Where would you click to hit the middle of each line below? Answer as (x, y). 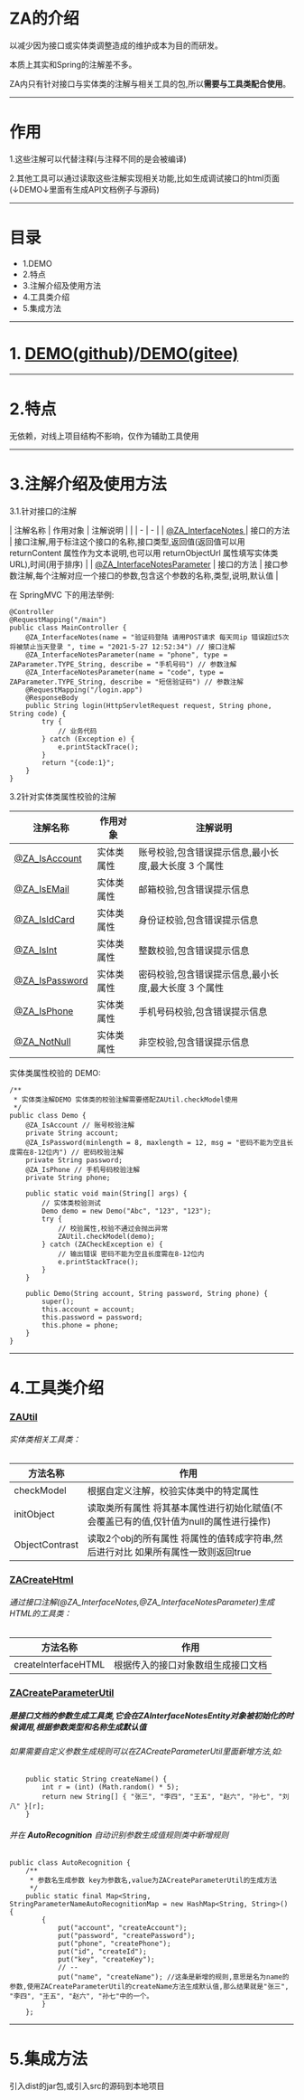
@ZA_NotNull (42, 1041)
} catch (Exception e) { (88, 739)
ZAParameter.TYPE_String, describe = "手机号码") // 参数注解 (123, 664)
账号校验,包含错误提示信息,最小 (204, 852)
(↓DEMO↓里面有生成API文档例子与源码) (84, 189)
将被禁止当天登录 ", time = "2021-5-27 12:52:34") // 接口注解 (123, 647)
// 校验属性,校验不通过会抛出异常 (113, 1228)
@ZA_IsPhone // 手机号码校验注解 (83, 1169)
